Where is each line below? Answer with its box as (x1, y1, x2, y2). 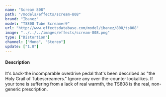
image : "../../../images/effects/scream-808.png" (5, 30, 110, 35)
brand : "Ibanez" (5, 16, 39, 21)
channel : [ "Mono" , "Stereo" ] (5, 40, 66, 45)
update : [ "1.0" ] (5, 44, 39, 49)
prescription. (21, 86, 48, 92)
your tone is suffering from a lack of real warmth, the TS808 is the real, (5, 81, 151, 87)
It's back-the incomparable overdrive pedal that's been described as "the (5, 70, 156, 76)
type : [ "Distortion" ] (5, 35, 50, 40)
